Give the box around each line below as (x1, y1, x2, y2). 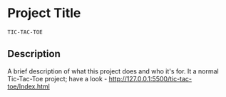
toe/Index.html (7, 82, 50, 91)
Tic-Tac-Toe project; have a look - (7, 74, 108, 83)
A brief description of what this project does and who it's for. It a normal (7, 66, 219, 76)
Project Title (7, 5, 81, 21)
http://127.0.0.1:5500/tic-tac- (108, 74, 192, 83)
